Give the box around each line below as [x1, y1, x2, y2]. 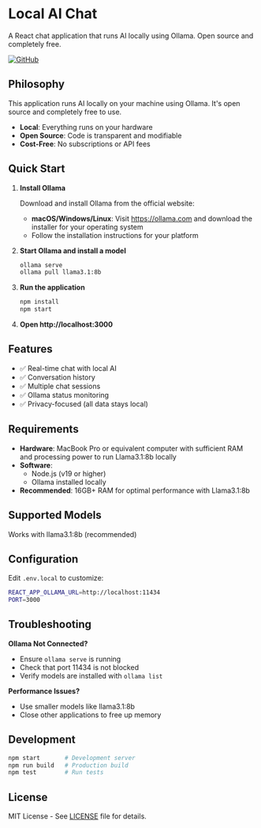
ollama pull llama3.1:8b [19, 268, 102, 277]
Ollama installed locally [31, 477, 106, 486]
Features [8, 342, 53, 356]
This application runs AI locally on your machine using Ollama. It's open [8, 98, 240, 108]
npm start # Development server [8, 754, 136, 762]
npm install [19, 298, 59, 306]
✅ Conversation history [19, 372, 96, 382]
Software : [19, 460, 53, 470]
